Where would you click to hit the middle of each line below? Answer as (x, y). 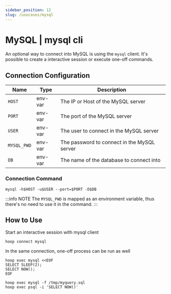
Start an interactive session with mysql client (52, 232)
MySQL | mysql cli (44, 40)
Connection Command (34, 179)
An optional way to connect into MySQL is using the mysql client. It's (77, 54)
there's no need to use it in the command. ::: (51, 204)
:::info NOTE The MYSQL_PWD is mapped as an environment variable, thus (80, 199)
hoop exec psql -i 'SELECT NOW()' (42, 287)
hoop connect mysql (26, 242)
